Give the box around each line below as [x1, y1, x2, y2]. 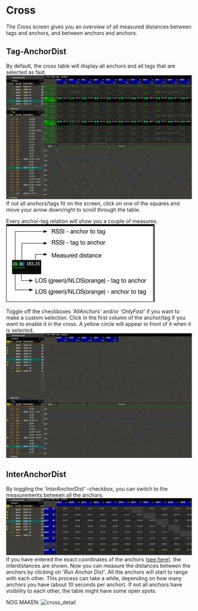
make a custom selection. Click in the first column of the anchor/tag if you [6, 314, 186, 321]
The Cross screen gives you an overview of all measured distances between [6, 23, 192, 30]
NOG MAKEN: [6, 599, 40, 606]
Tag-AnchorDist [6, 47, 67, 57]
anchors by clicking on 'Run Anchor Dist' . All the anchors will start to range [6, 568, 189, 576]
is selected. [6, 326, 34, 334]
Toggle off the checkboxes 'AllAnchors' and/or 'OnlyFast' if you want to [6, 308, 180, 315]
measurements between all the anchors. [6, 492, 104, 499]
